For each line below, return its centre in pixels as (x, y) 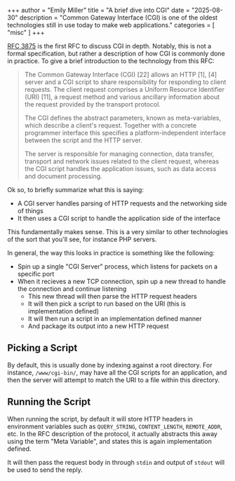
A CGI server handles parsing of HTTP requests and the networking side (122, 203)
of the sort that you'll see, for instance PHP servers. (82, 239)
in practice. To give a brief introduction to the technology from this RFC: (111, 61)
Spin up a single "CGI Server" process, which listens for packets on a (117, 266)
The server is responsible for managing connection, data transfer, (119, 154)
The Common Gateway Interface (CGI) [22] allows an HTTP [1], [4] (121, 74)
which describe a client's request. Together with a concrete (110, 125)
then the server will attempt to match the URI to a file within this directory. (114, 380)
